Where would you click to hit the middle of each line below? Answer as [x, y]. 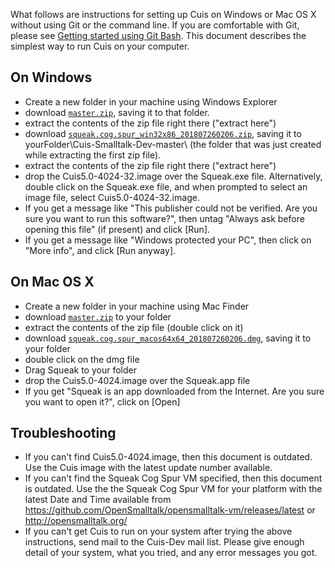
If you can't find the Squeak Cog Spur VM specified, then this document [173, 478]
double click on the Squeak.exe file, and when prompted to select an [166, 186]
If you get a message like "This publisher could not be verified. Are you [171, 208]
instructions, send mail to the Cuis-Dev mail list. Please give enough [164, 542]
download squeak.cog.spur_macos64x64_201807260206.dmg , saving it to [168, 338]
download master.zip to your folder [98, 316]
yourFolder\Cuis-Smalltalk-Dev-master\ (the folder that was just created [173, 144]
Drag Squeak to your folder [80, 370]
